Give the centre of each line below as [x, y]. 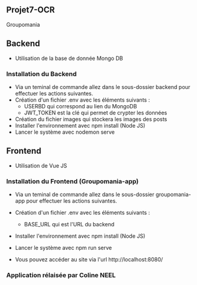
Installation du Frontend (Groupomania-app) [73, 181]
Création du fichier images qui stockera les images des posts [91, 119]
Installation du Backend [42, 74]
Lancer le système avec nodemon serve [65, 132]
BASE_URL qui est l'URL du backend [69, 224]
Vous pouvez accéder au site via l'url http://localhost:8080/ [89, 260]
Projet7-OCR [31, 10]
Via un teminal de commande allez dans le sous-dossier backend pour [102, 87]
